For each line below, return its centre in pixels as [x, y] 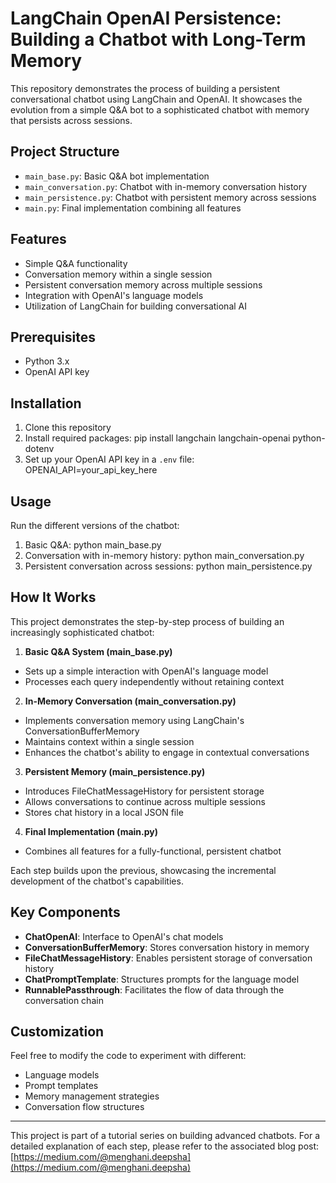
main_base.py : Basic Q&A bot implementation [117, 176]
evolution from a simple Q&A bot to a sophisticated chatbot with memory [160, 109]
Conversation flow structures [84, 1107]
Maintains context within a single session [109, 741]
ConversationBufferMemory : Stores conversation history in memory [167, 947]
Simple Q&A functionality [76, 263]
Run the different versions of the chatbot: [95, 525]
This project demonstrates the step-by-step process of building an [147, 621]
